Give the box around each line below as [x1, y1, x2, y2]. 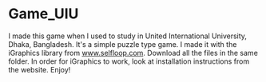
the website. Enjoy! [8, 64, 71, 74]
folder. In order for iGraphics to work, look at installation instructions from [8, 57, 250, 66]
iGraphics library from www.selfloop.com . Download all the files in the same [8, 48, 258, 57]
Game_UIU [8, 5, 79, 23]
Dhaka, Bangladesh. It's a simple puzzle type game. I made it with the [8, 39, 237, 49]
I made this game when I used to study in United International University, [8, 31, 248, 41]
